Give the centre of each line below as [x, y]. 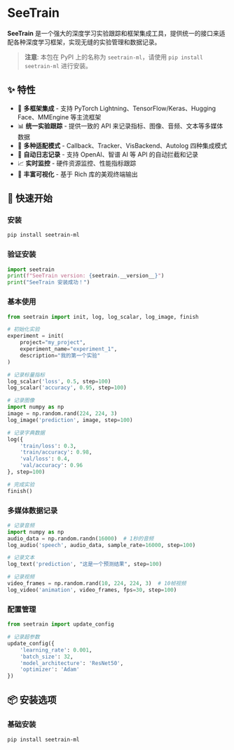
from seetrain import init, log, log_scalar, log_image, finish [103, 317]
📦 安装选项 [32, 700]
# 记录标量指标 [26, 375]
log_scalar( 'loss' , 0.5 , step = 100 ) [59, 381]
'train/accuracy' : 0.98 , [56, 452]
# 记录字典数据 [26, 433]
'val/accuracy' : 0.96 [51, 466]
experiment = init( [36, 336]
